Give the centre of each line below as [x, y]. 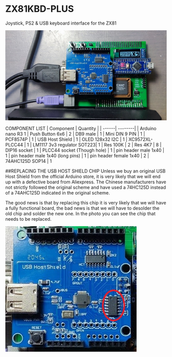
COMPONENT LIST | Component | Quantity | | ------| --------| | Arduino [81, 129]
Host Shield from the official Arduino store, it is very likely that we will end [83, 177]
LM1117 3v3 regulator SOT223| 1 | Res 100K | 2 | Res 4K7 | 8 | [97, 145]
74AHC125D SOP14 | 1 [29, 161]
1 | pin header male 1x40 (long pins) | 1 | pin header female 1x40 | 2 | [77, 156]
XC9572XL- [141, 139]
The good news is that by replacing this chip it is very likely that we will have [86, 203]
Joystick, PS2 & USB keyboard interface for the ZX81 [61, 23]
